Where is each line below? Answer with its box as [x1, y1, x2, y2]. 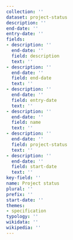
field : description [11, 53, 60, 59]
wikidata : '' [6, 219, 39, 225]
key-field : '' [6, 175, 42, 181]
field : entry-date [11, 97, 58, 103]
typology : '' [6, 214, 39, 220]
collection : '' [6, 8, 44, 15]
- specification [6, 208, 46, 214]
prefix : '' [6, 191, 33, 197]
